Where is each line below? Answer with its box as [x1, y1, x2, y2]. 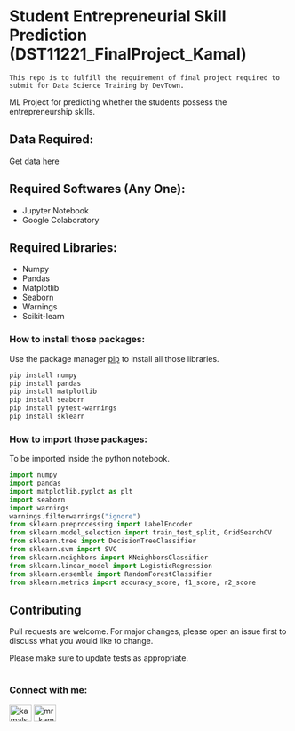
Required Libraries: [9, 240, 117, 255]
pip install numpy [9, 371, 77, 380]
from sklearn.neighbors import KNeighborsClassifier [9, 553, 209, 562]
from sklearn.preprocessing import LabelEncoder [9, 520, 193, 529]
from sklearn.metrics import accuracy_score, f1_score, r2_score [9, 578, 256, 587]
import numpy [9, 470, 58, 479]
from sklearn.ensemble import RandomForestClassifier [9, 569, 213, 579]
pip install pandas [9, 379, 82, 388]
